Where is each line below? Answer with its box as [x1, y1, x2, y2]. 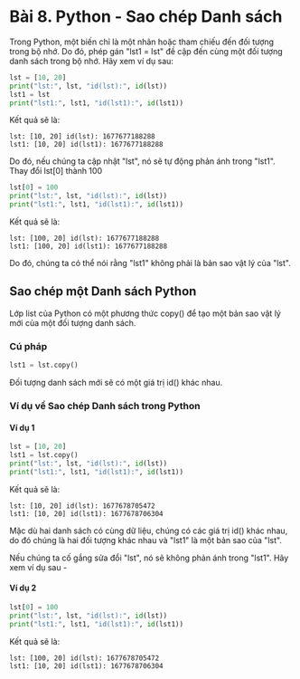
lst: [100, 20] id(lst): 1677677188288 [9, 234, 160, 244]
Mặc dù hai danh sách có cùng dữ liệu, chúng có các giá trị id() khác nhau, [9, 525, 288, 536]
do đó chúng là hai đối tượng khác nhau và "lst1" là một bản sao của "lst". [9, 534, 283, 545]
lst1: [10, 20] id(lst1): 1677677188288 [9, 140, 164, 149]
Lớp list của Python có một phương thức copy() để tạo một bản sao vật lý [9, 308, 282, 319]
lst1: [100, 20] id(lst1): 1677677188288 [9, 242, 168, 251]
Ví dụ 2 [9, 582, 37, 594]
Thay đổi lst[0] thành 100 [9, 166, 102, 177]
